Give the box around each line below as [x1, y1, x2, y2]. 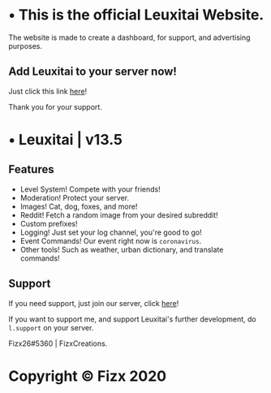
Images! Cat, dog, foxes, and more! [19, 201, 138, 211]
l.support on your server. [8, 322, 94, 332]
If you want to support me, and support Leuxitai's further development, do [8, 314, 257, 324]
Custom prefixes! [19, 218, 78, 228]
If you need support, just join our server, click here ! [8, 298, 179, 308]
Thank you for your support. [8, 101, 103, 111]
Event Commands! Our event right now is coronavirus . [19, 235, 202, 245]
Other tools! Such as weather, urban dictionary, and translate [19, 244, 224, 254]
